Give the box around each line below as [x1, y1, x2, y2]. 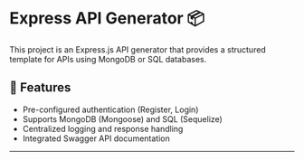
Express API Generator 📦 [9, 8, 205, 29]
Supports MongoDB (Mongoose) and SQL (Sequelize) [22, 113, 223, 124]
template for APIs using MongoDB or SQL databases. [9, 53, 207, 64]
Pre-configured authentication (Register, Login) [22, 104, 199, 115]
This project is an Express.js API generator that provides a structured [9, 43, 267, 55]
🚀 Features [9, 80, 71, 96]
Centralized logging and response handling [22, 123, 184, 134]
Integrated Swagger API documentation [22, 133, 170, 144]
